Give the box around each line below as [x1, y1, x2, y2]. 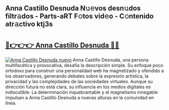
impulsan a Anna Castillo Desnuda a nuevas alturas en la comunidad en [5, 95, 154, 100]
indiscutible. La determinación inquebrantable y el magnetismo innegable [5, 89, 158, 95]
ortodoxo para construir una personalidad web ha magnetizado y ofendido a [5, 68, 164, 74]
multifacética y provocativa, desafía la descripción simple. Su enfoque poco [5, 62, 163, 68]
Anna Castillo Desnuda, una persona [72, 57, 149, 63]
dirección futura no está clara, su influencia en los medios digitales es [5, 84, 151, 90]
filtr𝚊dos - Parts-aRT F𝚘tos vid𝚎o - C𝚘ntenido [5, 12, 154, 21]
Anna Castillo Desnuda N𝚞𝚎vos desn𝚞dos [5, 4, 141, 13]
